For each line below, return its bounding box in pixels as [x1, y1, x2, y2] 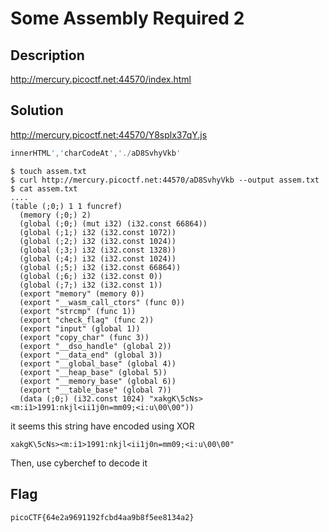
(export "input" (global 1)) [19, 323, 141, 334]
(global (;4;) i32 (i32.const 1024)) [19, 253, 177, 264]
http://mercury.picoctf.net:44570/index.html [10, 73, 192, 85]
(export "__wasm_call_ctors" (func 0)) [19, 297, 186, 307]
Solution [10, 102, 64, 119]
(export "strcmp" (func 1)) [19, 306, 137, 316]
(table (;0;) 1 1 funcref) [10, 201, 123, 211]
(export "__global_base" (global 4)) [19, 358, 177, 369]
